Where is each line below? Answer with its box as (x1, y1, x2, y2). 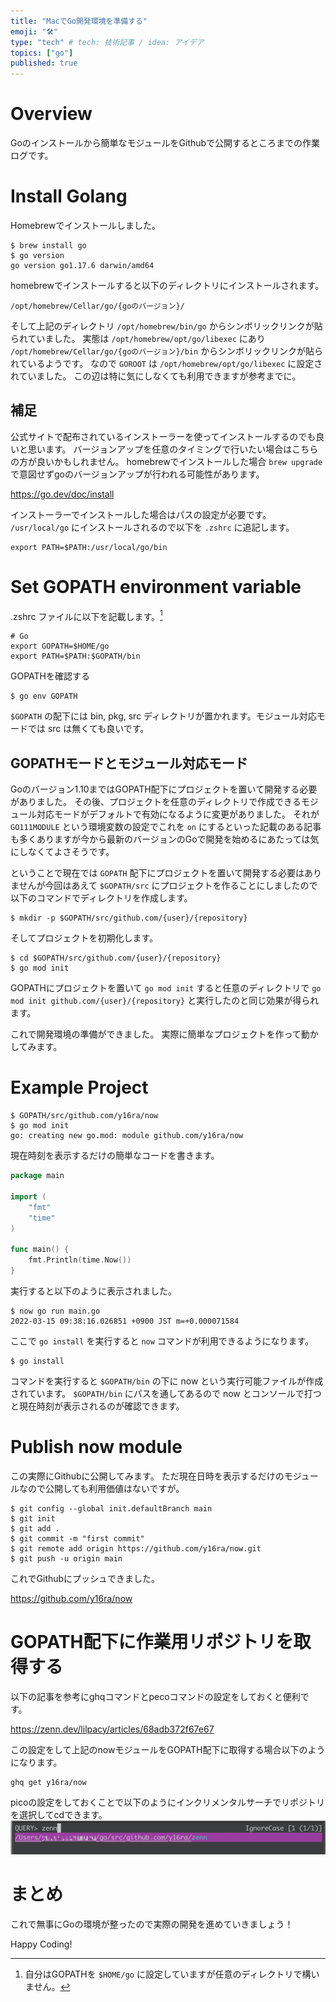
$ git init (10, 1513, 56, 1524)
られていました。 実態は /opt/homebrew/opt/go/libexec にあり (10, 333, 266, 344)
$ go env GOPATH (10, 691, 78, 702)
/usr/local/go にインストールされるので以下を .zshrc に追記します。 (10, 521, 295, 533)
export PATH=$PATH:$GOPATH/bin (10, 651, 141, 662)
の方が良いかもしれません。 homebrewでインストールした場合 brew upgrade (10, 455, 323, 467)
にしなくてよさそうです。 (10, 846, 115, 858)
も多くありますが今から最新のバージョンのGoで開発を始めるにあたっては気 (10, 833, 320, 845)
